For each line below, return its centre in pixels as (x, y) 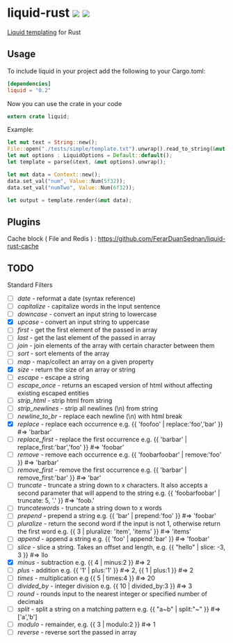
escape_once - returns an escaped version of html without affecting (115, 385)
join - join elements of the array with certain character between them (116, 346)
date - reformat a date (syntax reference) (76, 298)
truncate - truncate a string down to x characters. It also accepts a (112, 485)
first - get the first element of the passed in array (87, 330)
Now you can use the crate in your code (65, 103)
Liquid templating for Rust (44, 32)
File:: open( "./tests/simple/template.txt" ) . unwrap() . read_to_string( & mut (116, 149)
